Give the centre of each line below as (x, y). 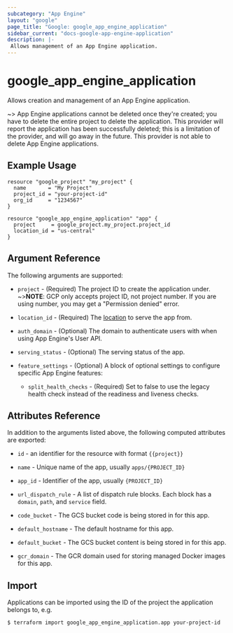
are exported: (27, 440)
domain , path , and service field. (62, 502)
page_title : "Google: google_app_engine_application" (87, 27)
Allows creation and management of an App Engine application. (99, 100)
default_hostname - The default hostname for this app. (96, 529)
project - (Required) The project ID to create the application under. (114, 288)
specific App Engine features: (60, 373)
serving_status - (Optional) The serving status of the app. (101, 352)
